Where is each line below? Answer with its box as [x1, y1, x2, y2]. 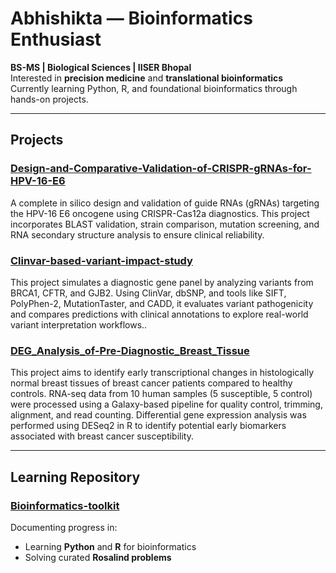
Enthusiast [10, 28, 102, 51]
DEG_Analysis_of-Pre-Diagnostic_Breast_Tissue [10, 343, 250, 357]
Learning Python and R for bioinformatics [24, 540, 197, 552]
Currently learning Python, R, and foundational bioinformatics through [10, 82, 298, 94]
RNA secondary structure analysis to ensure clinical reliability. [10, 228, 265, 241]
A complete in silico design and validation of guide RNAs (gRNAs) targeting [10, 197, 320, 209]
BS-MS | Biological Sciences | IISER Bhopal [10, 61, 192, 73]
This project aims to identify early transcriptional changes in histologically [10, 367, 315, 379]
